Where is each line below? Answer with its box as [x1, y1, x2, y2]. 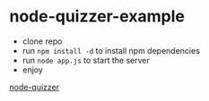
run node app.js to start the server [22, 55, 150, 65]
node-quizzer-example [9, 6, 186, 27]
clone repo [22, 36, 63, 46]
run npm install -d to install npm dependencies [22, 45, 200, 55]
